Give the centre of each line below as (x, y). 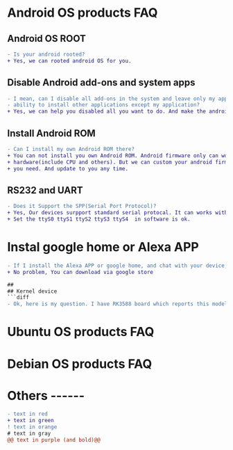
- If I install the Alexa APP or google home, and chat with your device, (118, 266)
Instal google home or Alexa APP (103, 247)
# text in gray (29, 434)
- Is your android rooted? (46, 54)
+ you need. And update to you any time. (68, 168)
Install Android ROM (51, 133)
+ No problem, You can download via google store (80, 272)
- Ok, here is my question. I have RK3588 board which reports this (108, 304)
